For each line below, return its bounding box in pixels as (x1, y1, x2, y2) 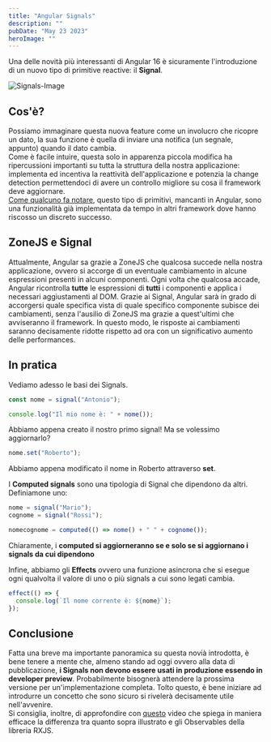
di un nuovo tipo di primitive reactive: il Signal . (8, 66, 163, 75)
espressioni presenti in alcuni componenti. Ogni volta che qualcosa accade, (8, 274, 260, 284)
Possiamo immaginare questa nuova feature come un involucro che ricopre (8, 127, 259, 136)
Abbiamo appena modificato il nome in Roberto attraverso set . (8, 464, 216, 474)
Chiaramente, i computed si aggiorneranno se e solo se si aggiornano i (8, 540, 249, 550)
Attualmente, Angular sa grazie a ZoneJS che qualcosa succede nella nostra (8, 257, 263, 267)
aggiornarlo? (8, 433, 51, 443)
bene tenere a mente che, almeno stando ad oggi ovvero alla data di (8, 657, 235, 667)
